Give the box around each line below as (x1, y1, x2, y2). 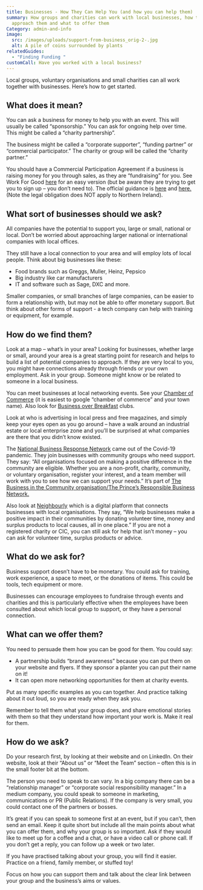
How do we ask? (6, 737, 69, 747)
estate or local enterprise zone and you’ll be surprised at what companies (6, 427, 190, 434)
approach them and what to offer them (11, 20, 110, 26)
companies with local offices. (6, 238, 80, 246)
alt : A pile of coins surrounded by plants (11, 43, 123, 49)
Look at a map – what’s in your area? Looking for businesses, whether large (6, 345, 194, 352)
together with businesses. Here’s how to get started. (6, 82, 137, 90)
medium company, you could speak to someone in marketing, (6, 791, 160, 798)
